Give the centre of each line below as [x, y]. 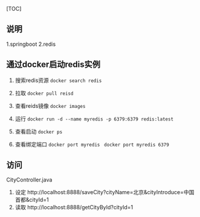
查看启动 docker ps [39, 131]
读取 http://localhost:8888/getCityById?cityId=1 [74, 207]
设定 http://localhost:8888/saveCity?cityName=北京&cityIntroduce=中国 [105, 192]
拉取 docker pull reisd [44, 93]
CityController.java [29, 180]
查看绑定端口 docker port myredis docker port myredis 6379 [92, 144]
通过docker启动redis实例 [53, 65]
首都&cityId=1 [32, 200]
